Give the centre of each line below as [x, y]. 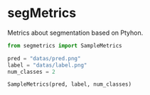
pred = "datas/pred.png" [44, 58]
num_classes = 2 [31, 72]
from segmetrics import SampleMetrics [65, 45]
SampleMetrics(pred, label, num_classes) [70, 84]
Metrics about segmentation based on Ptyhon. [75, 33]
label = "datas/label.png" [47, 65]
